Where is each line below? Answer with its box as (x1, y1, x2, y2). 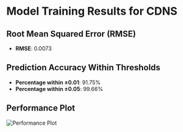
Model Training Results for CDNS (6, 4, 178, 18)
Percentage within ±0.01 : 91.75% (15, 78, 101, 86)
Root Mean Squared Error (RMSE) (6, 29, 136, 39)
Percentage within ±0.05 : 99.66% (15, 85, 103, 92)
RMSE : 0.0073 (15, 45, 52, 52)
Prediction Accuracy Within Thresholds (6, 62, 161, 73)
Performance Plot (6, 103, 76, 114)
